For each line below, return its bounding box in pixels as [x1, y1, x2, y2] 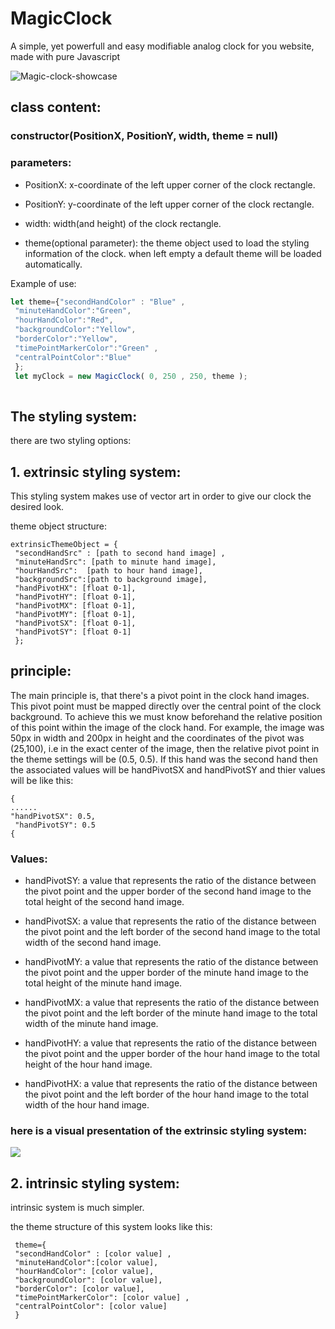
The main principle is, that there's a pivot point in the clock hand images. [10, 689, 310, 701]
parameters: [10, 156, 72, 170]
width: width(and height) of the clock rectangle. [24, 217, 222, 229]
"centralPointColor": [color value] [14, 1302, 168, 1312]
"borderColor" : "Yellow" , [14, 334, 118, 344]
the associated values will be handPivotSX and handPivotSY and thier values [10, 763, 326, 776]
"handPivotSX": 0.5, [10, 811, 97, 821]
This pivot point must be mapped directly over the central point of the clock [10, 700, 322, 712]
